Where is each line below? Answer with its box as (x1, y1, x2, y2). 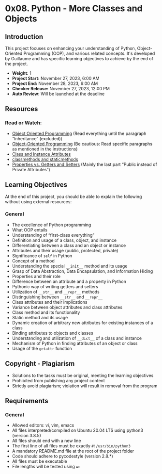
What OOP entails (12, 227, 47, 233)
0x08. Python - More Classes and (5, 3, 143, 14)
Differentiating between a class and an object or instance (12, 242, 126, 248)
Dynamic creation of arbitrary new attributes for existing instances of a (12, 320, 153, 326)
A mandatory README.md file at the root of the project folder (12, 448, 134, 454)
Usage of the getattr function (12, 345, 73, 351)
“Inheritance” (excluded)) (12, 135, 63, 141)
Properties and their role (12, 273, 61, 279)
